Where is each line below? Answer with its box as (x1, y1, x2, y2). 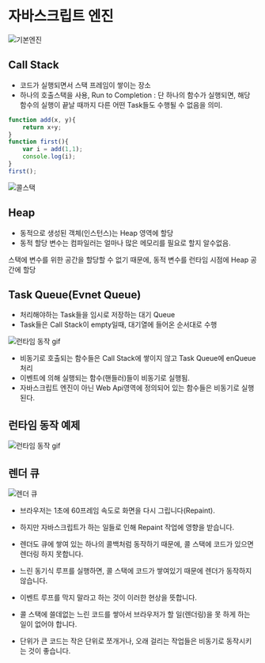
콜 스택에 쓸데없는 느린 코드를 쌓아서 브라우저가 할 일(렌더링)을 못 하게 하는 (19, 610, 251, 619)
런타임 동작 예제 (8, 419, 81, 432)
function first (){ (8, 138, 69, 146)
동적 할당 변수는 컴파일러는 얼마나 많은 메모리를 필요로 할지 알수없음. (19, 238, 231, 248)
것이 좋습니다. (28, 646, 71, 655)
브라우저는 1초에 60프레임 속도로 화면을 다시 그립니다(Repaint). (19, 506, 216, 515)
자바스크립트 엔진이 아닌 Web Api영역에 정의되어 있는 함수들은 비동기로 (19, 383, 240, 392)
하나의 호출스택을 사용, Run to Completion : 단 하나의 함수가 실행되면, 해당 (19, 90, 251, 100)
